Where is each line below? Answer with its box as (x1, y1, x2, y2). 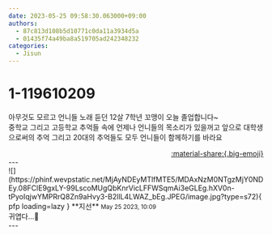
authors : (8, 19, 38, 28)
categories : (8, 42, 49, 50)
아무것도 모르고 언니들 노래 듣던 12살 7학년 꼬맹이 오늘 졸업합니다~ (8, 112, 219, 122)
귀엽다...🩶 (8, 211, 39, 221)
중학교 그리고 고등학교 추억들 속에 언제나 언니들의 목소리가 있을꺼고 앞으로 (8, 122, 242, 132)
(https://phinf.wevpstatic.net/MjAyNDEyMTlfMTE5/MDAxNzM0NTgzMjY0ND (8, 174, 264, 184)
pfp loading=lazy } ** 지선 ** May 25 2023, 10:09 (8, 201, 156, 211)
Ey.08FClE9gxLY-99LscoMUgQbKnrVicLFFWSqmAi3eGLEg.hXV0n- (8, 183, 235, 193)
